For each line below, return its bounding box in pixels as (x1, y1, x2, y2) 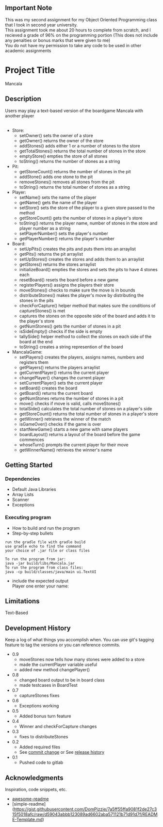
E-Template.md (12, 816, 43, 822)
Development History (5, 624, 71, 632)
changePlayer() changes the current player (19, 374, 105, 380)
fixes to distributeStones (19, 734, 68, 740)
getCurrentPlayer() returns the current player (19, 370, 109, 375)
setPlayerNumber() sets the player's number (19, 230, 108, 236)
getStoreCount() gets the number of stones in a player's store (19, 215, 143, 221)
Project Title (5, 65, 55, 76)
